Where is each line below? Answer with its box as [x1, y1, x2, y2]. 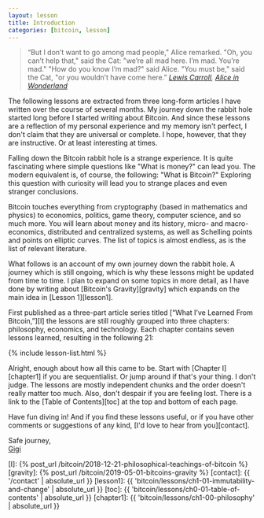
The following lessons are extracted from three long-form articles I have [8, 96, 241, 106]
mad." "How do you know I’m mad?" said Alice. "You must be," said [27, 65, 245, 74]
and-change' [8, 485, 50, 494]
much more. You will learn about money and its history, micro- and [8, 219, 224, 228]
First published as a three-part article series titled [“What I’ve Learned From [8, 308, 253, 317]
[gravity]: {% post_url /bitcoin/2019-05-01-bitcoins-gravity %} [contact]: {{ [8, 468, 250, 477]
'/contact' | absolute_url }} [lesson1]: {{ [8, 476, 134, 486]
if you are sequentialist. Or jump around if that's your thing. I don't [42, 372, 256, 382]
